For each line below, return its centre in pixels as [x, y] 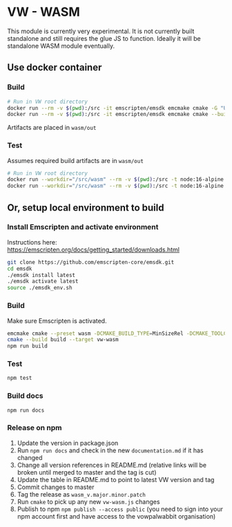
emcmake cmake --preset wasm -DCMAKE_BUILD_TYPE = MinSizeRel [96, 333]
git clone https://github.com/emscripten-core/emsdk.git [91, 262]
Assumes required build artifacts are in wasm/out [75, 160]
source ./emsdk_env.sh [40, 288]
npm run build [28, 346]
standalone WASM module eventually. [61, 46]
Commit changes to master [56, 487]
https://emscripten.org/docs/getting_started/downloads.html [93, 249]
